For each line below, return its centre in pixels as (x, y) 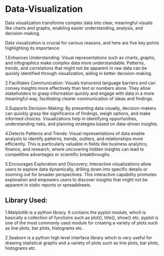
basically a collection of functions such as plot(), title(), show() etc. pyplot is (82, 218)
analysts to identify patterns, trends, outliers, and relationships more (74, 139)
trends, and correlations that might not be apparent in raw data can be (76, 68)
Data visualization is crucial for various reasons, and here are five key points (82, 42)
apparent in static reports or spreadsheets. (48, 185)
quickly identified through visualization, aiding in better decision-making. (79, 73)
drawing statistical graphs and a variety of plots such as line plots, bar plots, (82, 243)
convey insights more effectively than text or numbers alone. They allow (78, 88)
